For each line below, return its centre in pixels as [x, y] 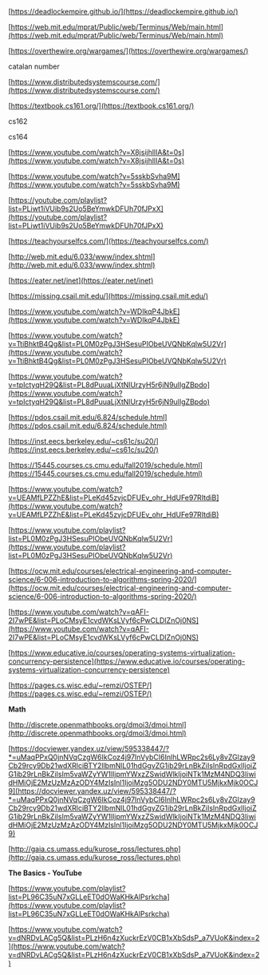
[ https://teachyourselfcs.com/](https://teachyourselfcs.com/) [108, 241]
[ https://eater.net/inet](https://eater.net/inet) [81, 280]
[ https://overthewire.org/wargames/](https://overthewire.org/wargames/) [128, 51]
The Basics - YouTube [45, 873]
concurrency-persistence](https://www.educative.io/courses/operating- [127, 661]
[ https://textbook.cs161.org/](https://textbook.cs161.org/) [101, 106]
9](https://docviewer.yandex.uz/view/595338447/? [93, 791]
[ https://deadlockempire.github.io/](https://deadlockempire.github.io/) [123, 12]
